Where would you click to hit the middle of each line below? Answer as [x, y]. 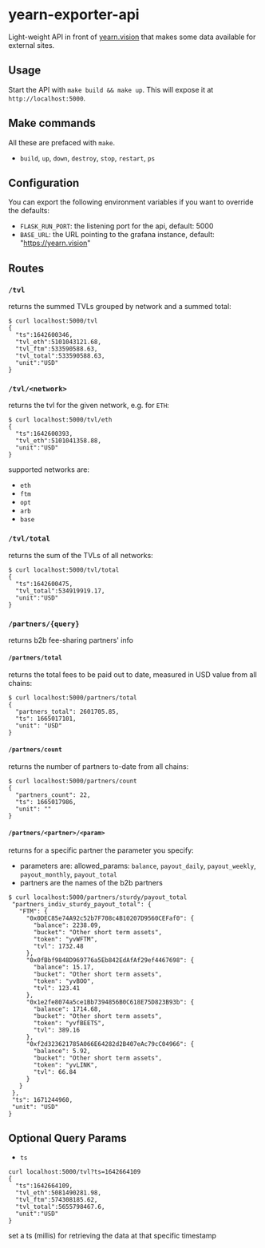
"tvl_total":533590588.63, [60, 356]
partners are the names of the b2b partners [91, 882]
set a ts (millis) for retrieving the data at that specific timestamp [113, 1236]
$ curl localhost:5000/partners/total [73, 698]
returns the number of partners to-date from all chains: [99, 767]
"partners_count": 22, [53, 795]
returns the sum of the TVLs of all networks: [81, 555]
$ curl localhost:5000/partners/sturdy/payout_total [98, 897]
